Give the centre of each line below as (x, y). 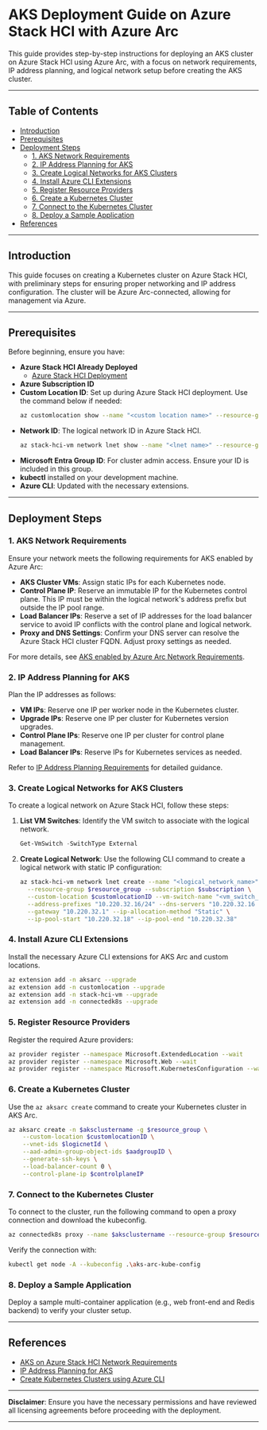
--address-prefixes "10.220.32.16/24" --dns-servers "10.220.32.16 (141, 904)
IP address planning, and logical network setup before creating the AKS (125, 70)
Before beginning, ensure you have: (67, 352)
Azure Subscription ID (57, 384)
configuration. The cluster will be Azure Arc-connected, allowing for (120, 292)
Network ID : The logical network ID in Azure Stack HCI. (110, 431)
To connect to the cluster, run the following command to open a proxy (122, 1211)
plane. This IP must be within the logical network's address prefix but (133, 599)
